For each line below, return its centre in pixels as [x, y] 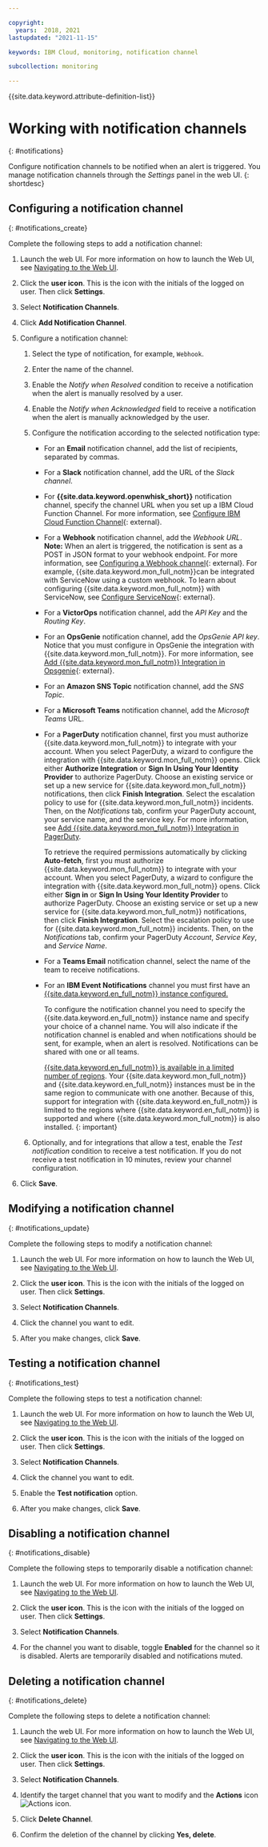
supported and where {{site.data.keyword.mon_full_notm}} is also [152, 1118]
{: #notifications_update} [49, 1228]
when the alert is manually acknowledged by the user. [121, 417]
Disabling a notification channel [89, 1533]
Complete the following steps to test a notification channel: [105, 1398]
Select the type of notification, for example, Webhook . [118, 353]
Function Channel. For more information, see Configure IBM [142, 513]
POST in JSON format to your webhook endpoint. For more [141, 555]
